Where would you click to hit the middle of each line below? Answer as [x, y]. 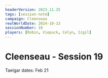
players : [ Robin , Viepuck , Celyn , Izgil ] [48, 32]
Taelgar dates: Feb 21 [27, 70]
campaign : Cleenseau [26, 19]
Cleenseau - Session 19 [54, 57]
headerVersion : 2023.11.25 [33, 10]
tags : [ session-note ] [27, 14]
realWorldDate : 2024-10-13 [33, 23]
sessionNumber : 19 [24, 28]
